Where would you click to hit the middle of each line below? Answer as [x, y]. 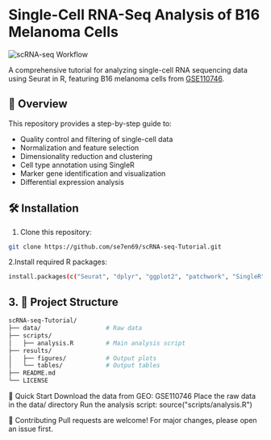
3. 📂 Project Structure [63, 302]
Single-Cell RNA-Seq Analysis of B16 [134, 15]
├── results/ [30, 350]
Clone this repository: [56, 232]
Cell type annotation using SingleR [77, 165]
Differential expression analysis [72, 182]
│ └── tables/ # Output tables [84, 366]
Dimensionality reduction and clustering [86, 156]
